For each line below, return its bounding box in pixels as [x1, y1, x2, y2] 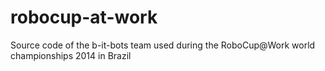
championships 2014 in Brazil [10, 49, 132, 61]
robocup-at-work [10, 6, 158, 29]
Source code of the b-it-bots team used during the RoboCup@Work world [10, 39, 316, 51]
